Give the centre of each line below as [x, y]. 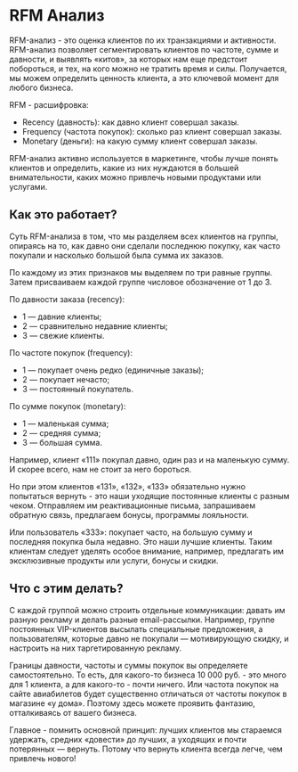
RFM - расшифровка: [49, 104]
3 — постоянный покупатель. [77, 389]
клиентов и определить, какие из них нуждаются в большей [124, 168]
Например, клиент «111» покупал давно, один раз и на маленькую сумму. [149, 459]
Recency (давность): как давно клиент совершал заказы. [131, 122]
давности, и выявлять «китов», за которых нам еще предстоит [129, 59]
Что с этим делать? [66, 589]
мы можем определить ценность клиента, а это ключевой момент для [144, 78]
